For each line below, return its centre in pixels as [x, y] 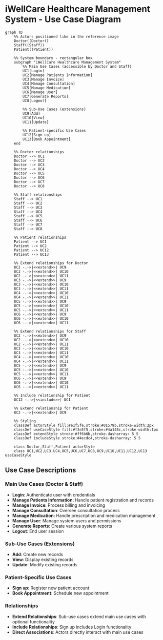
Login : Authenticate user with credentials [53, 495]
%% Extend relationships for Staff [50, 331]
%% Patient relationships [40, 237]
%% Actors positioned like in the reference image [66, 37]
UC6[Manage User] [40, 92]
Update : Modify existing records [45, 564]
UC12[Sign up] [37, 135]
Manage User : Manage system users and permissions [67, 520]
